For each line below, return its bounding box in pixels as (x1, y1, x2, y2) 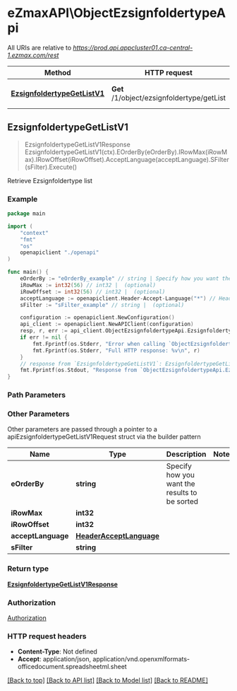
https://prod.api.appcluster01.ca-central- (73, 43, 193, 52)
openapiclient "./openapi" (20, 249, 99, 256)
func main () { (7, 269, 49, 276)
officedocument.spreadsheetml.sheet (17, 663, 127, 671)
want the (166, 479, 195, 489)
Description (166, 449, 207, 459)
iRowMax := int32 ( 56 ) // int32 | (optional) (20, 281, 157, 289)
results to (166, 488, 197, 498)
